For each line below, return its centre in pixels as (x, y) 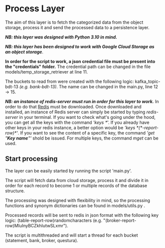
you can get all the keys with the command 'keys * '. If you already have (77, 122)
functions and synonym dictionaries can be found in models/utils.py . (75, 206)
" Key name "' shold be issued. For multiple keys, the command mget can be (82, 138)
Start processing (31, 159)
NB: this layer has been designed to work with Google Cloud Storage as (80, 46)
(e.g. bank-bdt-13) (38, 86)
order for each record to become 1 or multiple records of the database (76, 185)
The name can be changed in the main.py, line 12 (109, 86)
